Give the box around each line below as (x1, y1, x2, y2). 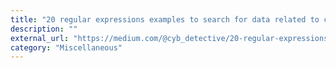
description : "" (10, 24, 78, 34)
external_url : (10, 33, 70, 43)
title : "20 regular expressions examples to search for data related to (10, 14, 320, 25)
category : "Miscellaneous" (10, 42, 123, 53)
